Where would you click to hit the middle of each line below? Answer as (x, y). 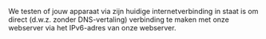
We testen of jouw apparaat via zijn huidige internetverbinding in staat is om (133, 11)
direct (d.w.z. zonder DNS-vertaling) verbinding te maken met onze (119, 19)
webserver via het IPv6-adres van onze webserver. (92, 28)
